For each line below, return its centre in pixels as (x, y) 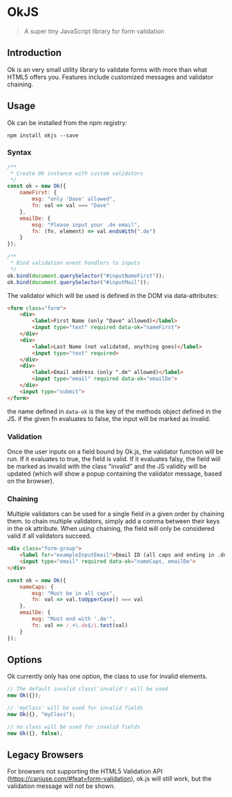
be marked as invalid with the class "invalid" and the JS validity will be (107, 467)
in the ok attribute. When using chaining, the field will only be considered (111, 529)
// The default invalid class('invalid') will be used (88, 689)
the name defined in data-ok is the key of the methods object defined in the (115, 411)
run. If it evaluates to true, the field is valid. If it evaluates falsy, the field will (114, 459)
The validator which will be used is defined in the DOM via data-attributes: (113, 295)
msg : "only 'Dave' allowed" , (74, 199)
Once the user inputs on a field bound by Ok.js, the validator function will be (115, 452)
